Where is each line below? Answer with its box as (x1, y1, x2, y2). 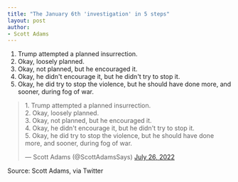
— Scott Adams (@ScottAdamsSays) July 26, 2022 (24, 153, 175, 161)
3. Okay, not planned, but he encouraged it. (24, 117, 152, 125)
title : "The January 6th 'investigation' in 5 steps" (7, 10, 171, 18)
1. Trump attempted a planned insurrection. (24, 101, 151, 110)
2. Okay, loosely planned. (24, 109, 99, 117)
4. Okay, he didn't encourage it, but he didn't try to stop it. (24, 124, 195, 132)
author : (7, 23, 31, 31)
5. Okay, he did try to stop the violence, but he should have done (24, 132, 215, 140)
